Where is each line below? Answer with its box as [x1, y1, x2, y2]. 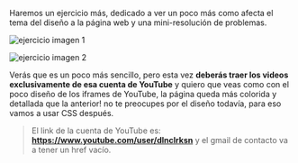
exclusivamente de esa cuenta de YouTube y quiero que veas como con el [9, 79, 290, 89]
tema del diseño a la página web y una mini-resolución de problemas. [9, 17, 267, 28]
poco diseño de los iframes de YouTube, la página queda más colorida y [9, 89, 277, 99]
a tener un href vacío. [31, 144, 112, 155]
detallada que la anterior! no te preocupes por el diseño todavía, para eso [9, 98, 282, 109]
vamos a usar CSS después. [9, 108, 114, 118]
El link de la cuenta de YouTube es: [31, 125, 161, 136]
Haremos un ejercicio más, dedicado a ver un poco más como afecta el [9, 8, 274, 18]
